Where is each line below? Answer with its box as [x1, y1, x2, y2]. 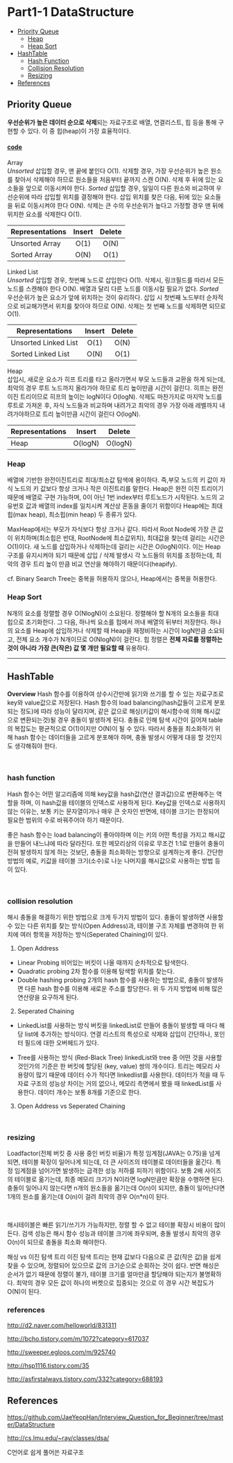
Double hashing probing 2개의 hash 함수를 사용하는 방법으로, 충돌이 [17, 976, 205, 984]
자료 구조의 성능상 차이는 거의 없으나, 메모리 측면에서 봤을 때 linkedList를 [17, 1079, 215, 1087]
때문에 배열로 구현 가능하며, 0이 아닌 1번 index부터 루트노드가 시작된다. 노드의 [7, 493, 218, 501]
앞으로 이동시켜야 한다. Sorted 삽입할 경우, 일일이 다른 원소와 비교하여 [25, 184, 215, 192]
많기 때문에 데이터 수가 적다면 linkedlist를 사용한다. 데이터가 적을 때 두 [35, 1071, 225, 1079]
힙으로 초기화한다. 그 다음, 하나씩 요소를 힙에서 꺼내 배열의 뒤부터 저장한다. [7, 618, 209, 626]
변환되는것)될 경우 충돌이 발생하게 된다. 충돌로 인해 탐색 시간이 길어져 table [19, 716, 223, 725]
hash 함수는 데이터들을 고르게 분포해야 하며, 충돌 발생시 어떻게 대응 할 [14, 733, 204, 742]
